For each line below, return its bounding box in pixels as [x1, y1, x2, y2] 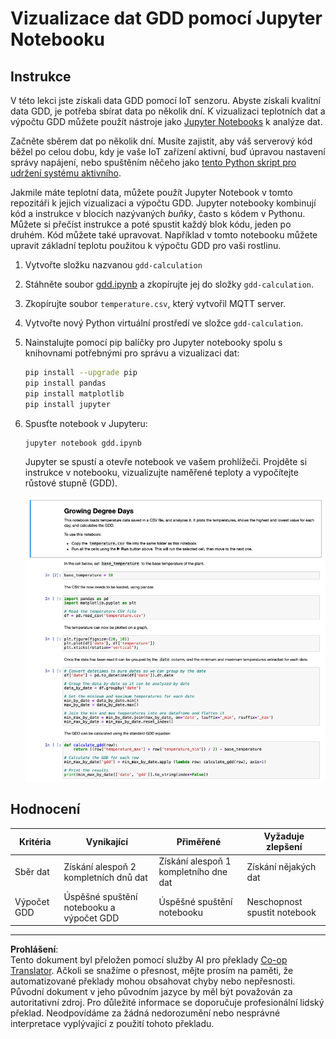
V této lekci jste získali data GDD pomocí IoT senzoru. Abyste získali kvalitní [10, 95, 321, 106]
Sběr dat [14, 866, 50, 878]
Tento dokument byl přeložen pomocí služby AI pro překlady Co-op [10, 954, 288, 966]
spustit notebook [246, 907, 317, 919]
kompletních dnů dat [63, 871, 148, 883]
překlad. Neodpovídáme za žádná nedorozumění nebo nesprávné [10, 1007, 281, 1019]
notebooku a [63, 901, 116, 913]
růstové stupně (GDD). [24, 477, 118, 489]
